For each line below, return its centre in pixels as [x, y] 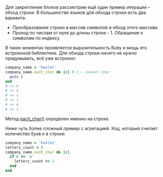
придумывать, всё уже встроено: [41, 58]
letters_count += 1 [34, 162]
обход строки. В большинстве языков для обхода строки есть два [76, 12]
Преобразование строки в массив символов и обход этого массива [85, 27]
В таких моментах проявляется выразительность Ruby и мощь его [76, 48]
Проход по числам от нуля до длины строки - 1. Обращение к [78, 33]
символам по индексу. [36, 38]
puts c [16, 77]
